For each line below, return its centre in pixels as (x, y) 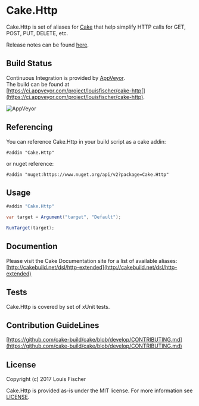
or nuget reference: (30, 163)
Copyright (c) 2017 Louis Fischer (46, 379)
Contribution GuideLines (53, 326)
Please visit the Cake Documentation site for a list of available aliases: (92, 261)
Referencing (29, 127)
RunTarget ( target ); (30, 228)
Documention (32, 247)
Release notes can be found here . (48, 45)
